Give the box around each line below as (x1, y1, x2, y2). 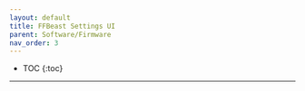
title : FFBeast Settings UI (9, 22, 116, 31)
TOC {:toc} (22, 63, 64, 74)
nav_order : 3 (9, 38, 59, 48)
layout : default (9, 13, 71, 23)
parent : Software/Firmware (9, 30, 112, 39)
